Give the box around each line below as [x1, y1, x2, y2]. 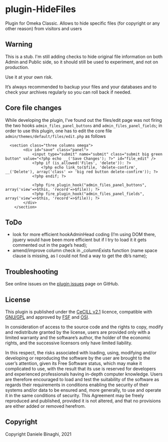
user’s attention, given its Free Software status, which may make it [5, 360, 142, 366]
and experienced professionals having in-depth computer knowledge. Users [5, 371, 163, 377]
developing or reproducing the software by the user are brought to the [5, 355, 150, 361]
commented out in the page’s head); [12, 242, 88, 248]
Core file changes [5, 104, 62, 112]
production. [5, 64, 29, 70]
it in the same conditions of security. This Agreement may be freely [5, 393, 144, 398]
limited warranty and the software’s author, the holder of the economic [5, 335, 151, 340]
